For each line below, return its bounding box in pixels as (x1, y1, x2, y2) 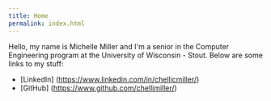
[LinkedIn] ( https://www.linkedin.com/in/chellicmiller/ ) (19, 74, 200, 84)
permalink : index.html (8, 19, 85, 27)
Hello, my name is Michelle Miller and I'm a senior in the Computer (8, 41, 229, 51)
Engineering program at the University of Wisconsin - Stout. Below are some (8, 50, 263, 60)
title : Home (8, 11, 49, 20)
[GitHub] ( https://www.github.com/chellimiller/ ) (19, 82, 178, 93)
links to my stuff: (8, 58, 64, 69)
